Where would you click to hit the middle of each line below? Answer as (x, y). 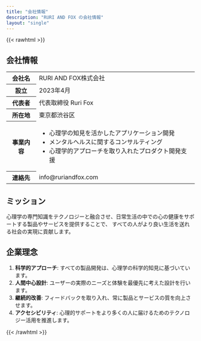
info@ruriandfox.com (68, 177)
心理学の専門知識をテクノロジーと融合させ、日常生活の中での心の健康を (95, 217)
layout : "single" (28, 23)
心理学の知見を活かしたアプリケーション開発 (112, 133)
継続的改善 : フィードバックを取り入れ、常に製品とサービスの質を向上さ (103, 297)
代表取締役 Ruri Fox (66, 103)
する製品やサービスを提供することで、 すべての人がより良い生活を (98, 224)
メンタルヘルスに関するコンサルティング (106, 142)
